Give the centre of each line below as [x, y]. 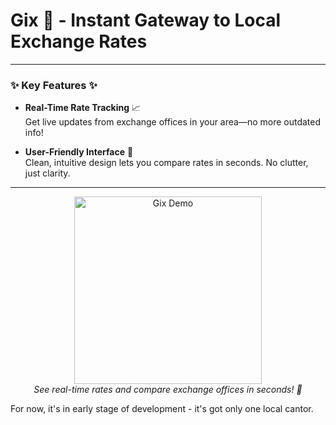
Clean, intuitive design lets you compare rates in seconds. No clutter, [166, 163]
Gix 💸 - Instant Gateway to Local [146, 20]
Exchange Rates [79, 41]
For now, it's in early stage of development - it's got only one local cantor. [162, 409]
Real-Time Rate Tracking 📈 [83, 108]
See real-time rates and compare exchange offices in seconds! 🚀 [168, 390]
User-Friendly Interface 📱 [79, 152]
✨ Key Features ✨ [54, 85]
